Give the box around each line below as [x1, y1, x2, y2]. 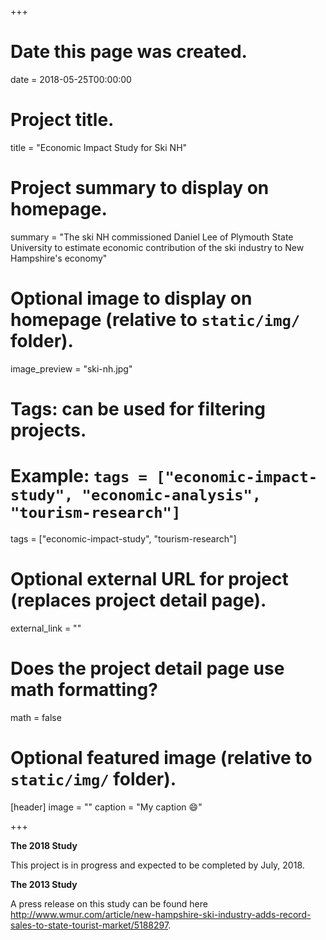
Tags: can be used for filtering [10, 397, 266, 420]
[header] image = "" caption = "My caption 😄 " [10, 801, 203, 813]
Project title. [10, 109, 115, 131]
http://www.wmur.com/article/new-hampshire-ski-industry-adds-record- [10, 908, 312, 920]
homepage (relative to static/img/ [10, 309, 301, 331]
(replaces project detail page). [10, 589, 267, 612]
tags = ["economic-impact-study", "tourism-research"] [10, 532, 237, 545]
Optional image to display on [10, 287, 253, 310]
